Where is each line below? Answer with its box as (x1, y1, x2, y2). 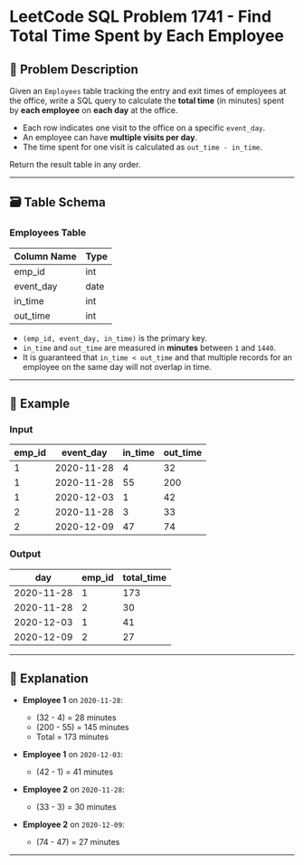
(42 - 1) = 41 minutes (35, 766, 114, 777)
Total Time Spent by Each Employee (9, 25, 285, 46)
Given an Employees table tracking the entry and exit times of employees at (9, 86, 287, 96)
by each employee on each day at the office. (9, 105, 178, 115)
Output (9, 547, 42, 560)
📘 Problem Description (9, 62, 138, 77)
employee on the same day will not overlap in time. (22, 361, 213, 372)
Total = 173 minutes (35, 731, 109, 743)
